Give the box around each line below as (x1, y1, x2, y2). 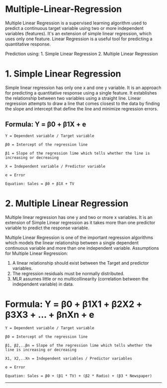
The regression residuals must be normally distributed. (12, 270, 125, 277)
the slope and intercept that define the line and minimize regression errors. (5, 105, 158, 111)
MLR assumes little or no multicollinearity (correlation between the (12, 276, 149, 282)
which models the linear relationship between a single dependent (5, 240, 139, 246)
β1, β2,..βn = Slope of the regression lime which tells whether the (5, 343, 153, 348)
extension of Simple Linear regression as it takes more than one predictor (5, 219, 156, 225)
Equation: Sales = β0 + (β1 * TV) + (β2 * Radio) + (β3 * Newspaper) (5, 373, 153, 379)
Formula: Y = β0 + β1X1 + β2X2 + (5, 298, 143, 309)
